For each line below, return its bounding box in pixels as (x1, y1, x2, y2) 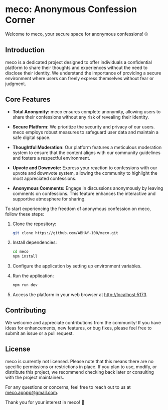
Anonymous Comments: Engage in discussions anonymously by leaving (12, 185, 163, 191)
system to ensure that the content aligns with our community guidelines (12, 150, 160, 156)
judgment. (5, 81, 27, 87)
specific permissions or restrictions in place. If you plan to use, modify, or (5, 364, 157, 370)
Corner (5, 14, 36, 26)
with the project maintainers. (5, 374, 64, 380)
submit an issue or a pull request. (5, 330, 74, 336)
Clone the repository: (12, 221, 57, 227)
